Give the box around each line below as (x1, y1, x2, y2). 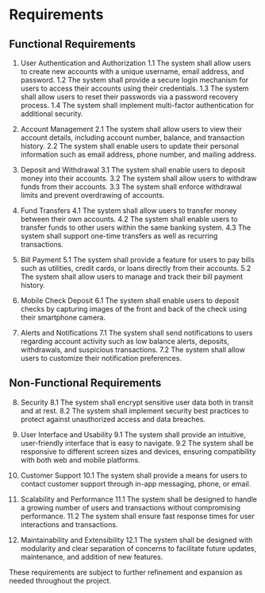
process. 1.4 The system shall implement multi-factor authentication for (20, 101, 255, 110)
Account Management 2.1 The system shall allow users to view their (20, 125, 243, 134)
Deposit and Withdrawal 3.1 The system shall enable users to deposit (20, 165, 245, 174)
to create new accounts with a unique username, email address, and (20, 67, 244, 76)
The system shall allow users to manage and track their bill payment (20, 272, 244, 281)
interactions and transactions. (20, 519, 118, 529)
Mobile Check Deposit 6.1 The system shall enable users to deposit (20, 296, 240, 305)
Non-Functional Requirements (9, 376, 162, 390)
